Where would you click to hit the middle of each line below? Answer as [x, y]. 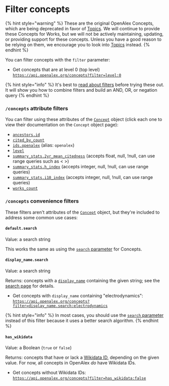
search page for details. [30, 286]
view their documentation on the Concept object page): [62, 125]
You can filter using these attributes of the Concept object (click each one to [84, 119]
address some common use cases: [42, 217]
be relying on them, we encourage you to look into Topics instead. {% [78, 44]
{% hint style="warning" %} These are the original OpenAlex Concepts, [79, 23]
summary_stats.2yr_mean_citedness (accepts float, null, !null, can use [84, 156]
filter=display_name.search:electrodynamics [60, 306]
